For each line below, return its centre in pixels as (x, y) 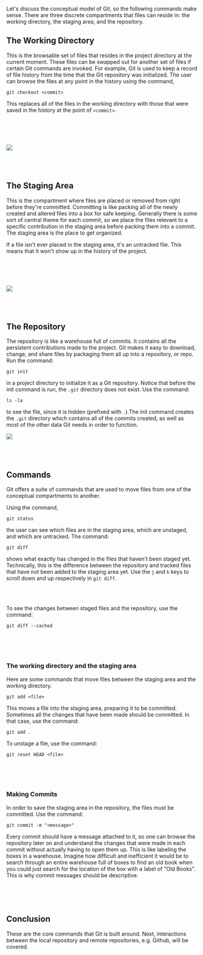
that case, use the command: (43, 721)
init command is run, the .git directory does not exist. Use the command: (98, 390)
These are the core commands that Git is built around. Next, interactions (96, 934)
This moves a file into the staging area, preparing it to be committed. (92, 708)
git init (17, 372)
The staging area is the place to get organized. (65, 233)
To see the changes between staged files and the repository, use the (92, 609)
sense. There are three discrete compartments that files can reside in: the (98, 15)
